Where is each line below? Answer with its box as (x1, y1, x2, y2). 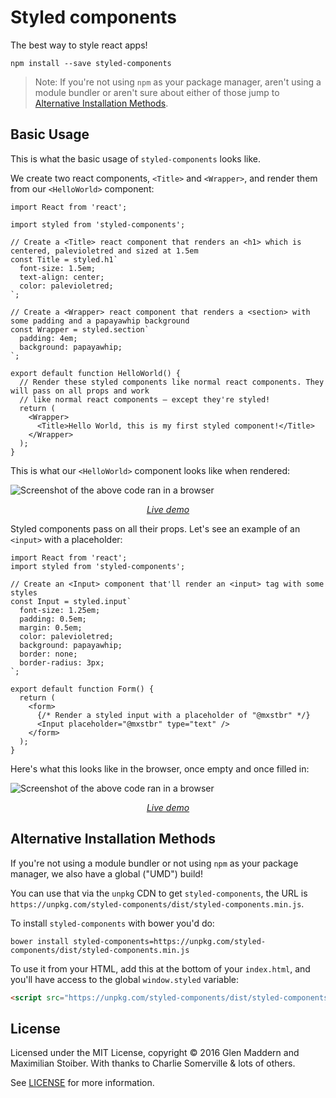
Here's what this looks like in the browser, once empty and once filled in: (10, 762, 310, 775)
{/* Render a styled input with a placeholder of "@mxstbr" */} (36, 710, 311, 720)
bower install (10, 936, 70, 946)
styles (10, 587, 38, 598)
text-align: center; (19, 272, 105, 282)
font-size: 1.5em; (19, 263, 97, 273)
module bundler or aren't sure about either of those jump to (34, 86, 280, 98)
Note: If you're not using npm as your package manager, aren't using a (34, 76, 322, 88)
